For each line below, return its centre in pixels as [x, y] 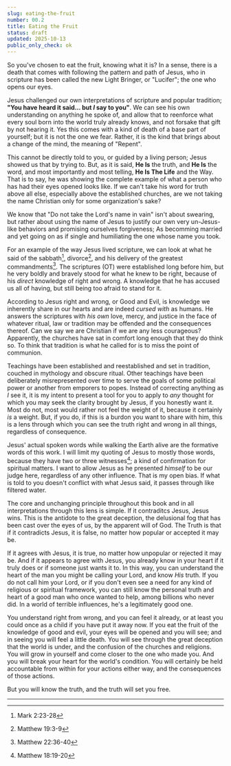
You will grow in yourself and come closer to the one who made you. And [111, 654]
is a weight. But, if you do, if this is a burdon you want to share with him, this [115, 417]
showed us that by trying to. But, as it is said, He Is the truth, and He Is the [112, 165]
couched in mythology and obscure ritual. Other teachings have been [106, 373]
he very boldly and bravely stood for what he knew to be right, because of [112, 274]
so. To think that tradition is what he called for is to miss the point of [103, 346]
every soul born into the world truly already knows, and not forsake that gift [114, 122]
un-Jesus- [206, 222]
